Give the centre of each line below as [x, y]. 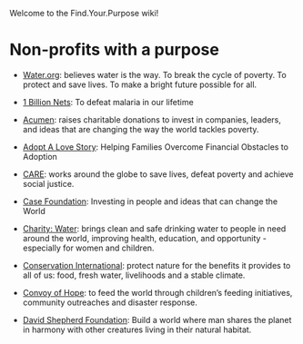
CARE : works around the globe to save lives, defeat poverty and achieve [158, 174]
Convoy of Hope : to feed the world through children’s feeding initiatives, [157, 292]
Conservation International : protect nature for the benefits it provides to [157, 265]
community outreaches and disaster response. [110, 302]
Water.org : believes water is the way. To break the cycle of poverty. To [154, 74]
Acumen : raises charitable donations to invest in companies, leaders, [152, 119]
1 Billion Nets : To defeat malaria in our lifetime [108, 102]
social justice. [48, 183]
